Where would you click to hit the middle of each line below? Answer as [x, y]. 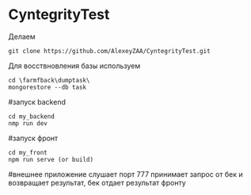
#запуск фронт [33, 138]
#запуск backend [37, 101]
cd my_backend [32, 117]
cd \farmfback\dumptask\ [49, 80]
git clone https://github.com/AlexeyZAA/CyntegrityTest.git [110, 51]
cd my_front [28, 152]
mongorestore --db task [48, 87]
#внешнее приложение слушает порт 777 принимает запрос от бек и [125, 174]
